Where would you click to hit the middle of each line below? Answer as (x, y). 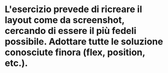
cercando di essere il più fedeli (71, 31)
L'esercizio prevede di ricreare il (74, 9)
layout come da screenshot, (65, 20)
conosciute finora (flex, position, (75, 52)
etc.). (16, 63)
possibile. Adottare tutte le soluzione (84, 42)
